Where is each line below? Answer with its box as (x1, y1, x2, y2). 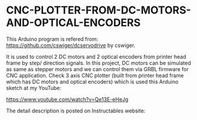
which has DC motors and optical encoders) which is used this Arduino (6, 78, 179, 85)
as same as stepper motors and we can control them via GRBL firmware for (6, 65, 189, 72)
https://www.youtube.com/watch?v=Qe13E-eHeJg (6, 95, 129, 103)
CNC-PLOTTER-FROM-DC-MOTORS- (6, 4, 192, 17)
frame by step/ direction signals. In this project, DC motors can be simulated (6, 59, 191, 66)
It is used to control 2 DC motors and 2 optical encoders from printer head (6, 53, 186, 60)
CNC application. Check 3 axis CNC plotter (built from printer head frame (6, 72, 184, 79)
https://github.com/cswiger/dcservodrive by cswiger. (6, 42, 136, 49)
